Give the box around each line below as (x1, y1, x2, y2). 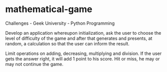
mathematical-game (5, 4, 92, 15)
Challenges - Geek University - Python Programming (5, 20, 115, 26)
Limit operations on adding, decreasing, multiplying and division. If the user (5, 50, 162, 56)
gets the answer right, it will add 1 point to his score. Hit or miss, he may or (5, 55, 160, 61)
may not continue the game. (5, 61, 64, 67)
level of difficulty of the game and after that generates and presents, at (5, 35, 152, 41)
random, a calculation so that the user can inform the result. (5, 40, 130, 46)
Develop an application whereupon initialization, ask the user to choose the (5, 30, 161, 36)
